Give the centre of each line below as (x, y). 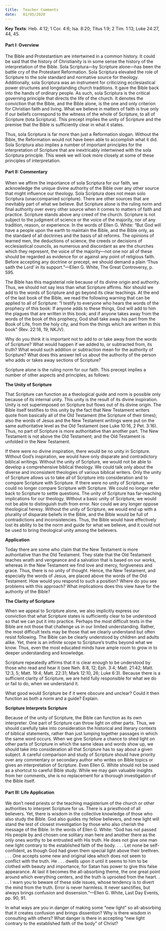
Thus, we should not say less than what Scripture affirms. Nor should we (79, 287)
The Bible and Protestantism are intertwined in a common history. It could (80, 56)
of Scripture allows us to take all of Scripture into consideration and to (77, 477)
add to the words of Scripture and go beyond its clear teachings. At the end (82, 292)
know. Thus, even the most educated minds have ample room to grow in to (81, 647)
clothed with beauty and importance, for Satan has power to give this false (81, 867)
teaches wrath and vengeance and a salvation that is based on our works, (81, 560)
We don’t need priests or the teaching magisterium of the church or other (80, 803)
